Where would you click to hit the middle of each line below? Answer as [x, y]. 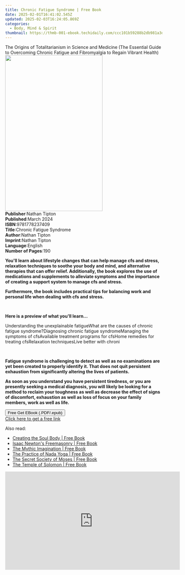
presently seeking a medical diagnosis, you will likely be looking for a [78, 387]
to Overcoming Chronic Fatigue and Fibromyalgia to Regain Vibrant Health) [82, 52]
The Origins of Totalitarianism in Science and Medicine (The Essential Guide [83, 47]
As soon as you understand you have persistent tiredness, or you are [78, 381]
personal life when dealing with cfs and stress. [55, 297]
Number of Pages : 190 [28, 251]
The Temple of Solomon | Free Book [49, 464]
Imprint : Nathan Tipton [28, 240]
